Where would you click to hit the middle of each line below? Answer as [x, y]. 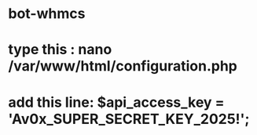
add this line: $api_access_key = [117, 102]
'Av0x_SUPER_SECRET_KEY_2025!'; [129, 119]
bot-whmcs [47, 14]
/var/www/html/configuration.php [123, 66]
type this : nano [60, 50]
